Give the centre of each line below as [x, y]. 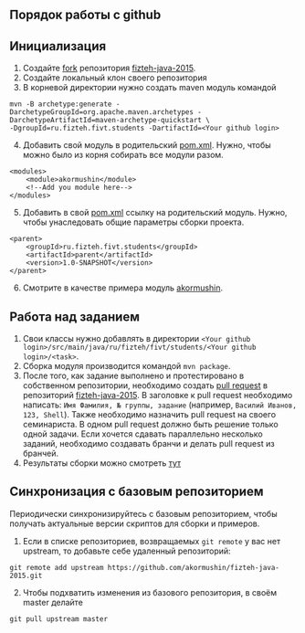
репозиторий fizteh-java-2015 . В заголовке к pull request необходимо [158, 396]
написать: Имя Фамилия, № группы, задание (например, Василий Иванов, [159, 405]
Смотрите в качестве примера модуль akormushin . [123, 288]
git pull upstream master [58, 619]
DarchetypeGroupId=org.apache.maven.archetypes [102, 112]
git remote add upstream [57, 567]
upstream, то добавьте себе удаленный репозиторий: [126, 551]
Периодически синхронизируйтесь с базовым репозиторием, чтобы [143, 513]
